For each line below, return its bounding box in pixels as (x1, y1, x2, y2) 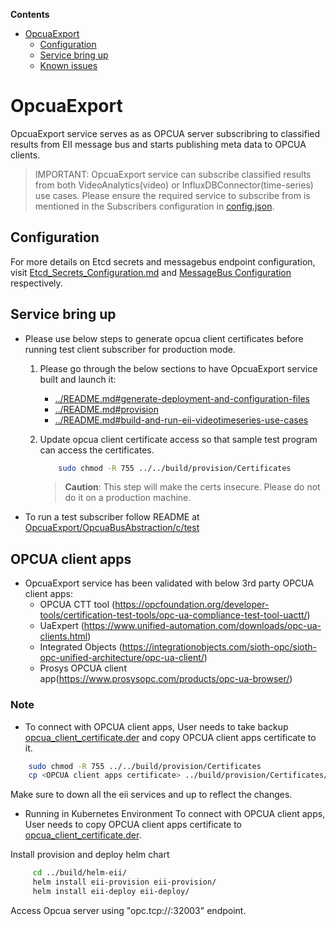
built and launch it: (39, 373, 117, 385)
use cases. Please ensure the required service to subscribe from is (34, 189, 311, 201)
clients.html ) (39, 630, 92, 643)
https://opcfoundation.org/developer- (114, 599, 270, 611)
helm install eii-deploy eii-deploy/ (32, 887, 190, 897)
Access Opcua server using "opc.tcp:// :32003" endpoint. (10, 904, 247, 916)
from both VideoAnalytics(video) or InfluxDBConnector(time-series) (34, 179, 314, 191)
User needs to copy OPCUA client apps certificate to (24, 819, 242, 831)
